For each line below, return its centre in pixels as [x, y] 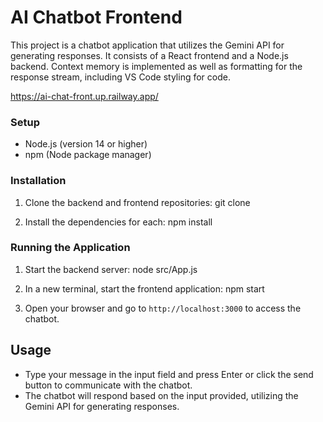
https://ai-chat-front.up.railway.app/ [84, 96]
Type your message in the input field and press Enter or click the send [169, 374]
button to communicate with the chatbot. [108, 385]
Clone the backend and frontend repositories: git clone [137, 202]
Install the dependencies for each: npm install [118, 222]
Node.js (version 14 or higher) [86, 144]
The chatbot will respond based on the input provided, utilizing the [161, 395]
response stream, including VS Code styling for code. [120, 77]
